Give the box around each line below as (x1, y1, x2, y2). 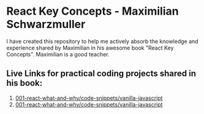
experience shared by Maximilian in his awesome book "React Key (6, 44, 174, 51)
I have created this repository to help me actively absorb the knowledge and (6, 37, 198, 45)
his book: (6, 78, 43, 88)
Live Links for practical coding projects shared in (6, 69, 196, 79)
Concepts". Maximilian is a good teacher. (6, 50, 110, 58)
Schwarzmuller (6, 17, 86, 31)
